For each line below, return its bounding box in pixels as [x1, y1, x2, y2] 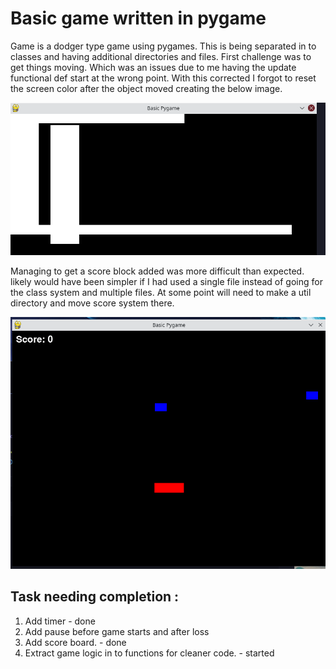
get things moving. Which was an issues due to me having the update [10, 61, 297, 73]
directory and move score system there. [10, 297, 175, 309]
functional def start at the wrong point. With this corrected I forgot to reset [10, 72, 317, 84]
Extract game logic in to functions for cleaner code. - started [24, 647, 275, 659]
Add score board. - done [24, 636, 127, 648]
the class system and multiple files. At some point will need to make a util [10, 286, 312, 298]
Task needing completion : [10, 588, 180, 606]
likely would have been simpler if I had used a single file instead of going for [10, 275, 323, 287]
